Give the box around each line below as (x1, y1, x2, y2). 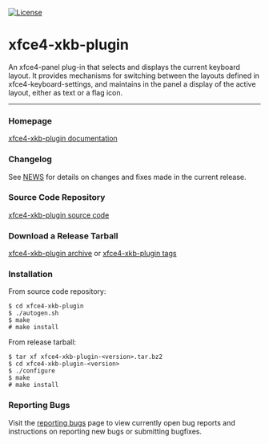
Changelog (8, 153, 52, 165)
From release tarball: (8, 337, 77, 347)
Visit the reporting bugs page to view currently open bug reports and (8, 418, 236, 427)
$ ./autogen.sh (8, 309, 59, 317)
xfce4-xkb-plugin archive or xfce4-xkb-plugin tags (8, 249, 177, 259)
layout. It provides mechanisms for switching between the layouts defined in (8, 71, 260, 80)
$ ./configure (8, 367, 56, 375)
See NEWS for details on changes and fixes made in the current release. (8, 172, 247, 181)
